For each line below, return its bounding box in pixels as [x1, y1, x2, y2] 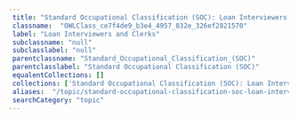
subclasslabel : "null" [12, 46, 97, 55]
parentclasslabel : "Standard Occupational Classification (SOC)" [12, 63, 260, 72]
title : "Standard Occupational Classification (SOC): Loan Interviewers [12, 12, 288, 22]
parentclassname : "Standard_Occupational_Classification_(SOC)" [12, 54, 255, 63]
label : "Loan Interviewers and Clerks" [12, 29, 161, 38]
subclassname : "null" [12, 37, 93, 47]
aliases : [12, 87, 45, 96]
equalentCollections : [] [12, 71, 104, 80]
